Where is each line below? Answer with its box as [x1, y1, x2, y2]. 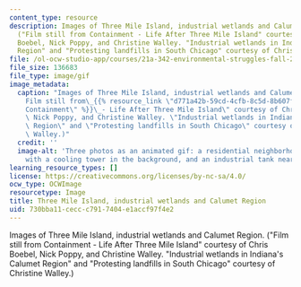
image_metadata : [9, 80, 70, 89]
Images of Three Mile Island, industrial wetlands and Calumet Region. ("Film [9, 230, 289, 240]
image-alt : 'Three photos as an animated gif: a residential [17, 146, 251, 155]
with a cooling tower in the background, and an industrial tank [25, 154, 275, 164]
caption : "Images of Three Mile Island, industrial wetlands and [17, 88, 267, 97]
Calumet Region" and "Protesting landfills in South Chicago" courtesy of [9, 257, 276, 269]
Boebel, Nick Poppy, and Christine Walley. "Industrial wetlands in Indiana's [9, 248, 284, 259]
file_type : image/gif [9, 72, 90, 81]
